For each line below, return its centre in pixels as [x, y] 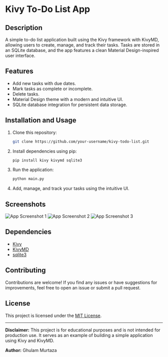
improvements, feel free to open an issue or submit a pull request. [73, 287]
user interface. [20, 55]
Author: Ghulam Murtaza [31, 350]
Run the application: [33, 170]
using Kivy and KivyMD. [30, 340]
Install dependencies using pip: [44, 151]
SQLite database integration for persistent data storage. [70, 104]
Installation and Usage [41, 120]
